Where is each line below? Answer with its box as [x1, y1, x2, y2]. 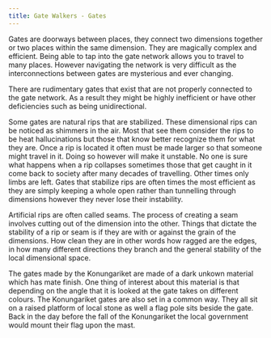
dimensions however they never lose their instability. [8, 194, 184, 204]
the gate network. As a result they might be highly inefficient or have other [8, 92, 256, 102]
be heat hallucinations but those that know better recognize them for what [8, 134, 256, 144]
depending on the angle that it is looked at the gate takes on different [8, 285, 239, 295]
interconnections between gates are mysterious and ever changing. [8, 68, 234, 78]
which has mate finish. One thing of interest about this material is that [8, 277, 240, 287]
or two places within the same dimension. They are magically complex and [8, 42, 257, 53]
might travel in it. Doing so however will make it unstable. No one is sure [8, 151, 248, 161]
